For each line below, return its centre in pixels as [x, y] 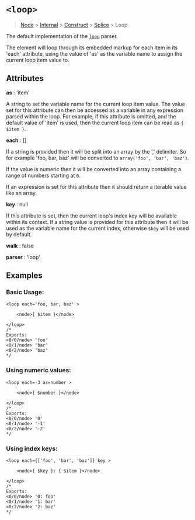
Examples [24, 276]
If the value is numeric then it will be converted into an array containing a [94, 169]
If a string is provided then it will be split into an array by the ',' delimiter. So [96, 151]
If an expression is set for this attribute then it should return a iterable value [96, 186]
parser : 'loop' [23, 257]
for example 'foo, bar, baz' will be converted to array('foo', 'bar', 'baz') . [98, 158]
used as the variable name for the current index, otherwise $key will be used [97, 228]
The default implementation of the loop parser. [62, 36]
